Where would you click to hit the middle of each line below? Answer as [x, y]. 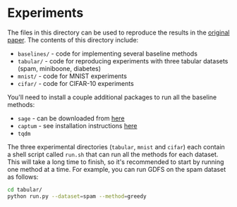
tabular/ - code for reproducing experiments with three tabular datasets [123, 61]
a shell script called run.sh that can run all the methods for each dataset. [113, 154]
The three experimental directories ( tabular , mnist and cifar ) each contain [116, 146]
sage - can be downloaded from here [71, 118]
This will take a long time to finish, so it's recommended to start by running [116, 162]
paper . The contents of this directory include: [73, 39]
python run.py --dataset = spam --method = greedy [77, 196]
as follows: [23, 177]
